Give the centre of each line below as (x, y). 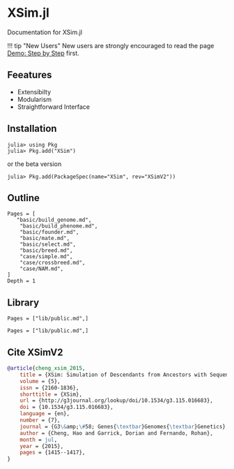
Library (23, 303)
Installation (32, 129)
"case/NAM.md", (42, 269)
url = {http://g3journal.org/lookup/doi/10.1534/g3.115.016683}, (117, 401)
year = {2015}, (42, 446)
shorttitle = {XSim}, (51, 394)
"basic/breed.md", (46, 251)
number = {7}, (40, 420)
